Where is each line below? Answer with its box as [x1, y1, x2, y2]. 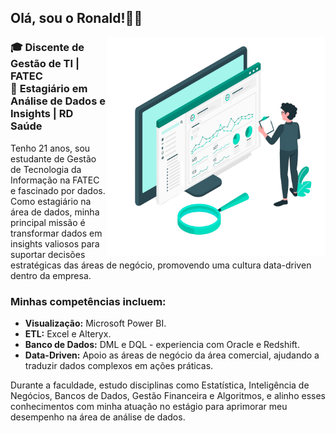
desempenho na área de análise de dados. [10, 411, 186, 423]
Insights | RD [10, 107, 74, 121]
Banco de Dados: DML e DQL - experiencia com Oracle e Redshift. [24, 338, 300, 350]
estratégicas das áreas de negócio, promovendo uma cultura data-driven [10, 259, 312, 271]
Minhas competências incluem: [10, 294, 167, 308]
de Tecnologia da [10, 163, 82, 175]
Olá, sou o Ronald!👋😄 [10, 10, 143, 27]
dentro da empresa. [10, 269, 92, 281]
